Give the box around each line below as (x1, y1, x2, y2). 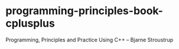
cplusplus (5, 17, 56, 30)
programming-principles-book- (5, 4, 164, 18)
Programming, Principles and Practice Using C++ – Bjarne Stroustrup (5, 36, 174, 43)
